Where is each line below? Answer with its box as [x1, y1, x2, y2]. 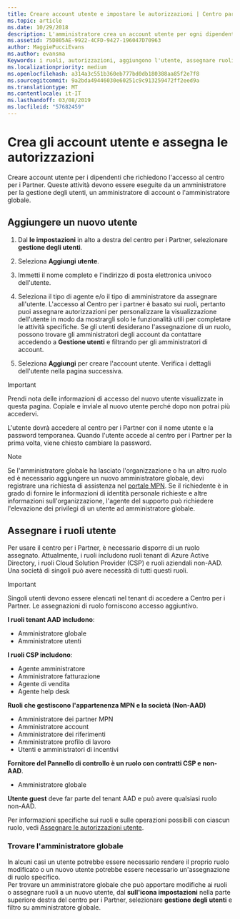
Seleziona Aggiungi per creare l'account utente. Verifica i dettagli [17, 358, 211, 368]
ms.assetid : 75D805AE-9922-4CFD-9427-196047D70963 [7, 37, 161, 44]
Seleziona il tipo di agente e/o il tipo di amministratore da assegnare [17, 292, 218, 301]
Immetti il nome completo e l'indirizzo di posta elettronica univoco [17, 271, 212, 279]
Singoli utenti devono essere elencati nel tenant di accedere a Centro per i [7, 594, 226, 603]
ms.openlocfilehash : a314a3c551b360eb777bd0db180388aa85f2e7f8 [7, 70, 200, 77]
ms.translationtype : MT [7, 84, 79, 91]
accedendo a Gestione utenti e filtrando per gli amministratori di [17, 337, 209, 346]
